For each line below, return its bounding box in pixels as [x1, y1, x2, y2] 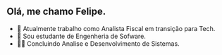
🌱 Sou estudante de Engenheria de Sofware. [16, 32, 146, 40]
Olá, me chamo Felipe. [6, 6, 106, 18]
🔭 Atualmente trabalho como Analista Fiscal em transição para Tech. [16, 24, 216, 32]
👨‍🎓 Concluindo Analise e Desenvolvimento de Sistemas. [16, 39, 180, 48]
